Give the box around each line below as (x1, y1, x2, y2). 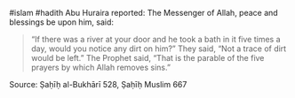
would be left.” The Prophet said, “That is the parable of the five (30, 53, 265, 63)
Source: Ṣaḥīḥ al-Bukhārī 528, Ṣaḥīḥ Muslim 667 (9, 79, 187, 89)
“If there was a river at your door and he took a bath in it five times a (30, 34, 282, 44)
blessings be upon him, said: (9, 17, 114, 27)
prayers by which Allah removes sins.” (30, 62, 171, 72)
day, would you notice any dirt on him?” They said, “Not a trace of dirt (30, 43, 287, 54)
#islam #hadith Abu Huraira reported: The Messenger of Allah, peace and (9, 8, 278, 18)
